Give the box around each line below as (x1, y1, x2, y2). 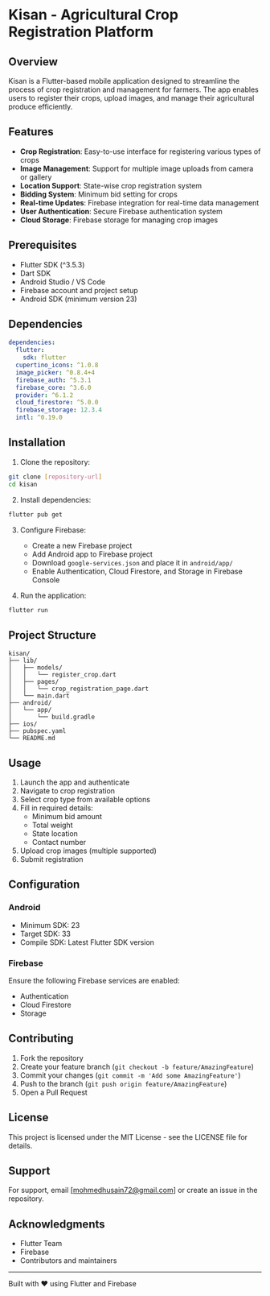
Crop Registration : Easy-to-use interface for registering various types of (19, 147, 261, 156)
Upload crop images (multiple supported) (19, 846, 157, 855)
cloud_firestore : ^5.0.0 (15, 399, 99, 407)
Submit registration (19, 855, 84, 863)
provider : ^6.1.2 (15, 391, 74, 400)
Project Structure (8, 628, 96, 642)
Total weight (31, 820, 73, 830)
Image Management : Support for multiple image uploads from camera (19, 164, 254, 173)
